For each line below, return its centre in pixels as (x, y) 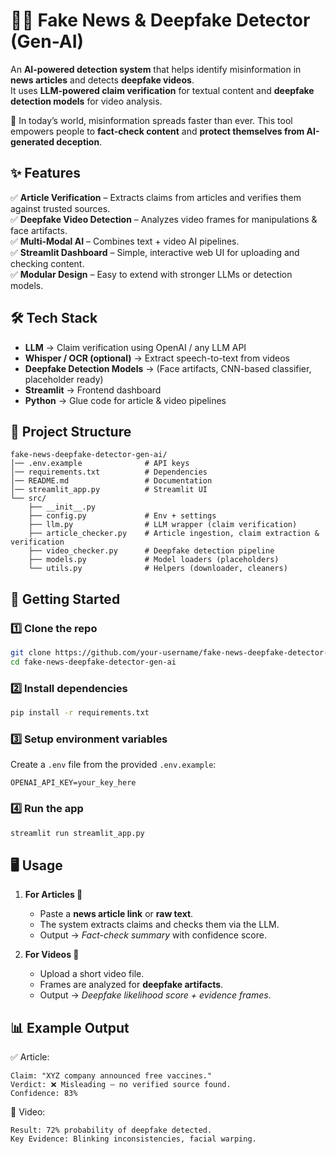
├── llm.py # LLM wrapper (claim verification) (163, 525)
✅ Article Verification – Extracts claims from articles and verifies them (156, 197)
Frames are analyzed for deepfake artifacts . (131, 985)
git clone (31, 653)
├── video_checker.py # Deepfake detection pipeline (151, 551)
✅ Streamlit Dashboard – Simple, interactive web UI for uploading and (155, 252)
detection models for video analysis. (86, 101)
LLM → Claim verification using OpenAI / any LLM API (135, 347)
